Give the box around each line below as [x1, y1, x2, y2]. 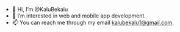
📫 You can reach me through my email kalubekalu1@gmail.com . [12, 19, 174, 26]
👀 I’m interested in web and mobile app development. [12, 12, 146, 19]
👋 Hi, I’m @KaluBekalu [12, 6, 68, 13]
